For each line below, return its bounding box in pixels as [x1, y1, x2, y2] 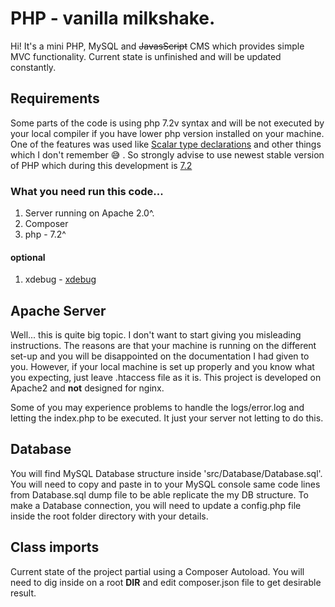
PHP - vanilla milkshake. [10, 7, 216, 30]
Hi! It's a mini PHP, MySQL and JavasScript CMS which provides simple [10, 40, 305, 52]
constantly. [10, 61, 57, 73]
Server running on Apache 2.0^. [24, 207, 155, 219]
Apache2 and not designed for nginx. [10, 382, 165, 394]
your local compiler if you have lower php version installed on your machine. [10, 127, 325, 139]
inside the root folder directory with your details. [10, 510, 209, 522]
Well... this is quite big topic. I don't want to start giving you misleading [10, 329, 302, 341]
